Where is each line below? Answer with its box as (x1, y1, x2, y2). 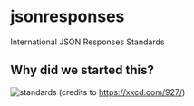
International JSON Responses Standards (10, 36, 165, 47)
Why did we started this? (10, 63, 155, 78)
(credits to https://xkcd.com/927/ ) (58, 86, 186, 97)
